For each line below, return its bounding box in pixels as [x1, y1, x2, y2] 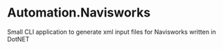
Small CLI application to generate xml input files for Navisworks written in [7, 28, 217, 36]
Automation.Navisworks [7, 5, 151, 21]
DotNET [7, 35, 30, 43]
